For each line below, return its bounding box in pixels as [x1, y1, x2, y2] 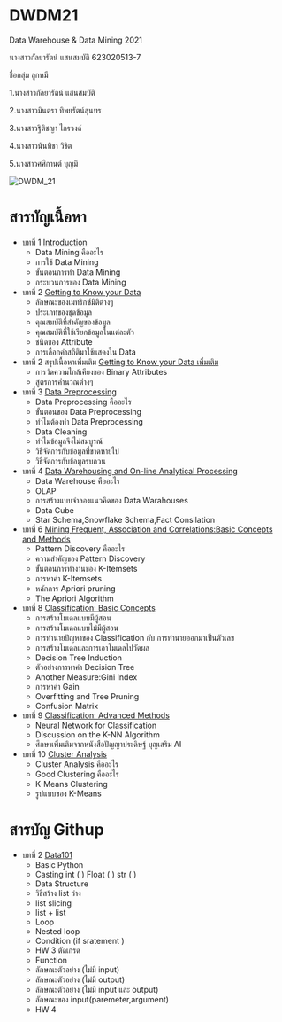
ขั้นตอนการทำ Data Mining [34, 267, 121, 277]
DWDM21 [9, 5, 79, 26]
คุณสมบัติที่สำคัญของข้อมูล [34, 316, 111, 327]
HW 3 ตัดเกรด [34, 945, 81, 956]
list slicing [34, 897, 72, 909]
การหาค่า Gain [34, 681, 80, 691]
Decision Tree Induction [34, 652, 122, 663]
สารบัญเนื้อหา [9, 207, 87, 227]
